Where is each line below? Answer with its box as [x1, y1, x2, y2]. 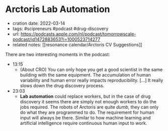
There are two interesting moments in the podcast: [5, 51, 110, 57]
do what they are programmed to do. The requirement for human [20, 109, 154, 115]
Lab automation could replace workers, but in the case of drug [20, 93, 151, 99]
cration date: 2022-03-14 [12, 20, 65, 26]
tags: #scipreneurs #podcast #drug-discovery [12, 25, 109, 31]
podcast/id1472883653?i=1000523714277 [12, 36, 101, 42]
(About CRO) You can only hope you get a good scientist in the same [20, 67, 163, 73]
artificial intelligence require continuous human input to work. [20, 120, 147, 126]
